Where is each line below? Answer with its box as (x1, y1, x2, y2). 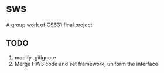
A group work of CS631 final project (6, 21, 93, 28)
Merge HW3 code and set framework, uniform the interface (14, 60, 158, 67)
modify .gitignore (14, 54, 56, 61)
